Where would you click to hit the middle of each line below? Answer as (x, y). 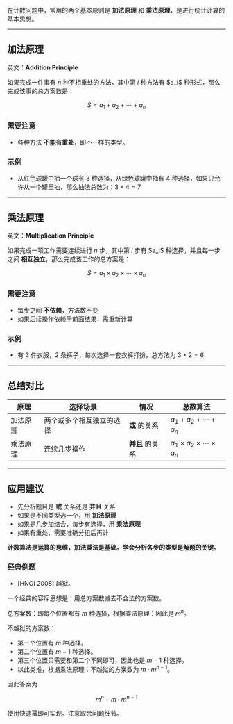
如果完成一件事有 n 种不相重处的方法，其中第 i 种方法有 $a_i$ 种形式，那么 (114, 82)
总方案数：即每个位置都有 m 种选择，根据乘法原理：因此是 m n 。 (99, 612)
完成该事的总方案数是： (41, 91)
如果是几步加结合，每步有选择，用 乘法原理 (79, 524)
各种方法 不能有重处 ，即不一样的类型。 (73, 142)
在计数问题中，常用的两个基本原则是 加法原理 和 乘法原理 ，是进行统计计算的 (116, 10)
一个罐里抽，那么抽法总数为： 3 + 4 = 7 (85, 187)
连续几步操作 (65, 449)
